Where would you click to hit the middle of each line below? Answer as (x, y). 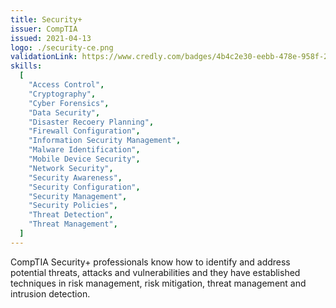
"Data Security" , (64, 112)
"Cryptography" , (62, 94)
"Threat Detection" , (71, 215)
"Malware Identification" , (84, 150)
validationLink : (44, 57)
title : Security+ (46, 19)
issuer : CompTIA (44, 29)
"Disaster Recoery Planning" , (91, 122)
